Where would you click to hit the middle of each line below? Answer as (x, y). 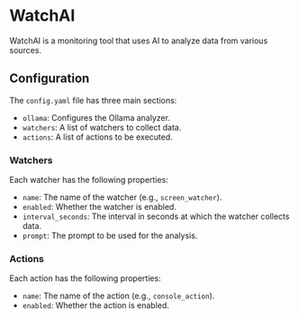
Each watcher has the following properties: (89, 180)
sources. (26, 50)
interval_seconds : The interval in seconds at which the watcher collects (156, 216)
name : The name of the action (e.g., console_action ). (118, 296)
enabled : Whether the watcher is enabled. (100, 207)
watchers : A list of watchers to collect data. (102, 127)
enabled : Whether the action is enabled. (95, 305)
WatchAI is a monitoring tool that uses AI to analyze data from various (139, 41)
